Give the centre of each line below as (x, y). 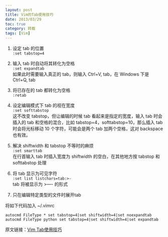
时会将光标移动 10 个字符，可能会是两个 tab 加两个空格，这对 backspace (88, 129)
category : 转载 (20, 29)
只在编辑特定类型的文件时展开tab (47, 195)
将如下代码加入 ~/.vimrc (30, 205)
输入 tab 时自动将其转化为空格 (44, 63)
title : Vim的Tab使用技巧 (29, 15)
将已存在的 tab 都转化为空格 (41, 90)
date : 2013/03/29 (23, 19)
